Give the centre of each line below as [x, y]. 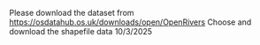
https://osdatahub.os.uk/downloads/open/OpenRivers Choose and [130, 22]
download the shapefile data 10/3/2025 [81, 31]
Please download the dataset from [72, 13]
